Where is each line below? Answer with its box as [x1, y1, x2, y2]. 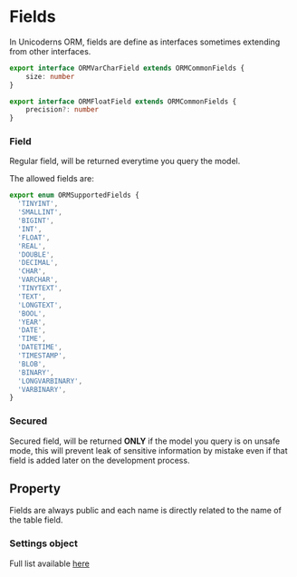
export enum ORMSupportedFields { [9, 191, 140, 200]
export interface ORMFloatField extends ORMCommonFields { [9, 97, 237, 106]
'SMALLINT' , [17, 208, 63, 217]
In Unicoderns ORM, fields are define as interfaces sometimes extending [9, 36, 281, 47]
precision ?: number [25, 105, 100, 114]
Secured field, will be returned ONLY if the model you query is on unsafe [9, 435, 281, 446]
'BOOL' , [17, 308, 47, 318]
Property [9, 481, 62, 496]
